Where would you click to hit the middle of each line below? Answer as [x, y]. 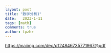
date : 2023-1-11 [24, 18]
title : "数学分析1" [23, 14]
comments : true [21, 27]
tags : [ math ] [18, 23]
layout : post [18, 9]
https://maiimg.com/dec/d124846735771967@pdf [55, 46]
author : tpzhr [20, 32]
